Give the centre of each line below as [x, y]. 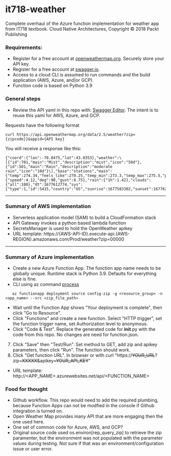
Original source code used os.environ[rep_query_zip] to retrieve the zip [87, 433]
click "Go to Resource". [37, 313]
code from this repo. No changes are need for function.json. [76, 335]
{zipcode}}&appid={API [29, 139]
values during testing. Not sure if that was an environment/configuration [88, 443]
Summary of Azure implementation [50, 257]
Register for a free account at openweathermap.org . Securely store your [88, 59]
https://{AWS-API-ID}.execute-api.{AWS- [87, 234]
